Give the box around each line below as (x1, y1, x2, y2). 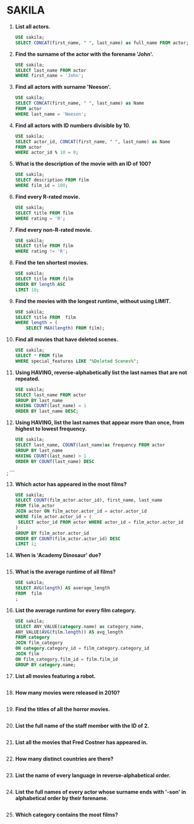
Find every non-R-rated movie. (15, 226, 93, 233)
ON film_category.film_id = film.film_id (15, 656, 118, 662)
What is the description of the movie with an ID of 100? (15, 160, 151, 168)
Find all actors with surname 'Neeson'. (15, 84, 111, 91)
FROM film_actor (15, 503, 55, 509)
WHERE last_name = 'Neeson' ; (15, 111, 87, 117)
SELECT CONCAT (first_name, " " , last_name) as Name (15, 101, 144, 106)
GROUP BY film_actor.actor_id (15, 530, 90, 536)
